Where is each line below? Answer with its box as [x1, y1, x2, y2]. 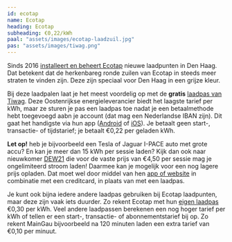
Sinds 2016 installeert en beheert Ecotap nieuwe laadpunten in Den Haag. [7, 62, 217, 69]
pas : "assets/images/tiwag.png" [7, 42, 100, 49]
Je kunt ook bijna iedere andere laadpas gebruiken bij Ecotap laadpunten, [7, 190, 217, 198]
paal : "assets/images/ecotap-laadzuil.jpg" [7, 36, 135, 43]
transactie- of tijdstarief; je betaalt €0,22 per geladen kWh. [7, 126, 175, 135]
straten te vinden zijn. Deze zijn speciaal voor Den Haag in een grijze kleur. [7, 76, 220, 84]
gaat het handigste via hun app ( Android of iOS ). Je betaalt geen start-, [7, 119, 211, 127]
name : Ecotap [7, 17, 45, 24]
